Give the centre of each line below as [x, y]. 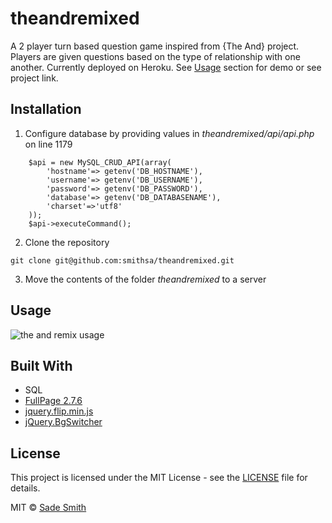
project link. [34, 78]
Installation [46, 109]
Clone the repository [67, 242]
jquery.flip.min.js [59, 411]
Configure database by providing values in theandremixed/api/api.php [169, 133]
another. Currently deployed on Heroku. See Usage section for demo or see [166, 67]
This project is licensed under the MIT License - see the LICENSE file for [159, 478]
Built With [41, 365]
